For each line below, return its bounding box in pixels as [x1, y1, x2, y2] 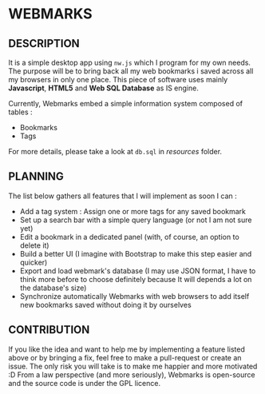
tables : [8, 107, 33, 117]
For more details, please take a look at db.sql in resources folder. [8, 147, 222, 156]
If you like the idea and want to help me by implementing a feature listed [8, 344, 246, 354]
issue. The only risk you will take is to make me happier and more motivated [8, 361, 258, 371]
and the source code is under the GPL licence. [8, 378, 161, 388]
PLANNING [8, 169, 64, 184]
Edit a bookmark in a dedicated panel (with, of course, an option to [19, 232, 239, 241]
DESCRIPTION [8, 37, 80, 50]
